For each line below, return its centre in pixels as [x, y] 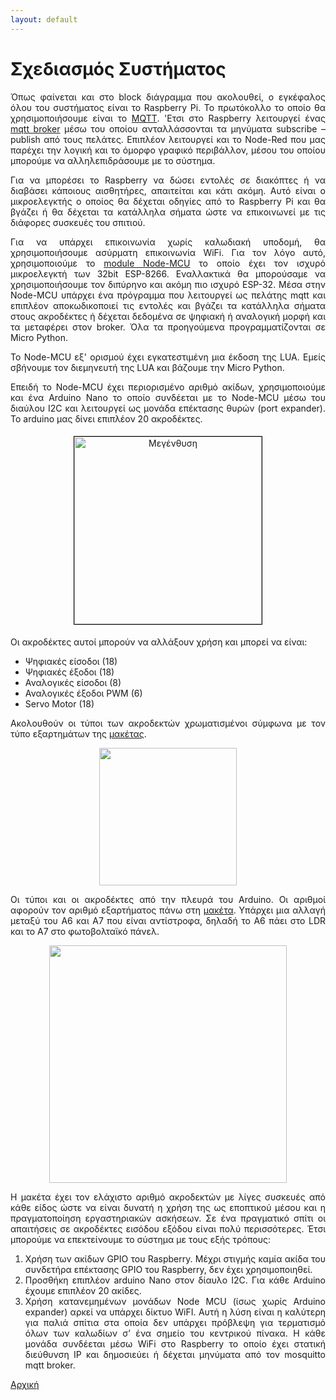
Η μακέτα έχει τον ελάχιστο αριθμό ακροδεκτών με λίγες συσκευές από [168, 1197]
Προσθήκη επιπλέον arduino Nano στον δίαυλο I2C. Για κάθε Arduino [175, 1280]
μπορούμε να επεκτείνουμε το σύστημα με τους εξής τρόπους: [140, 1239]
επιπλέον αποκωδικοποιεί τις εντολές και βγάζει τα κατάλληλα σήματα [168, 305]
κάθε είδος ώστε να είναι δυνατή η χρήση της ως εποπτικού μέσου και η [168, 1207]
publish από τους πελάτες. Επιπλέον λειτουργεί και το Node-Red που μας [168, 139]
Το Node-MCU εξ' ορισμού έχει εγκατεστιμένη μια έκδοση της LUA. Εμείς [168, 357]
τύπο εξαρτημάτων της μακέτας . [78, 733]
